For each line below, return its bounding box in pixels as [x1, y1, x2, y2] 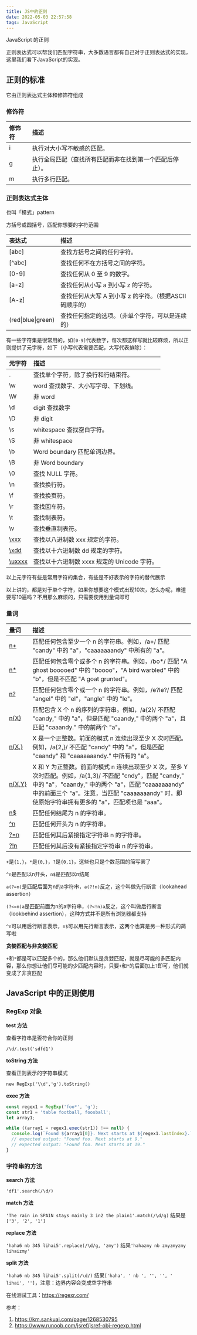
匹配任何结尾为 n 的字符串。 [32, 809, 110, 817]
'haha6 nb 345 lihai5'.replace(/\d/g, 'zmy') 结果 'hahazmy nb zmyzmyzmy [6, 1242, 186, 1249]
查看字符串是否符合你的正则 [6, 1034, 73, 1041]
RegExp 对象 [6, 1007, 42, 1015]
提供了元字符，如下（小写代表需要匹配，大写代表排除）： [11, 344, 148, 351]
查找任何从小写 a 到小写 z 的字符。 [60, 281, 156, 289]
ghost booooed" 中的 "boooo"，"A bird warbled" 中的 [32, 666, 180, 674]
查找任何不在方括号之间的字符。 [60, 259, 149, 267]
